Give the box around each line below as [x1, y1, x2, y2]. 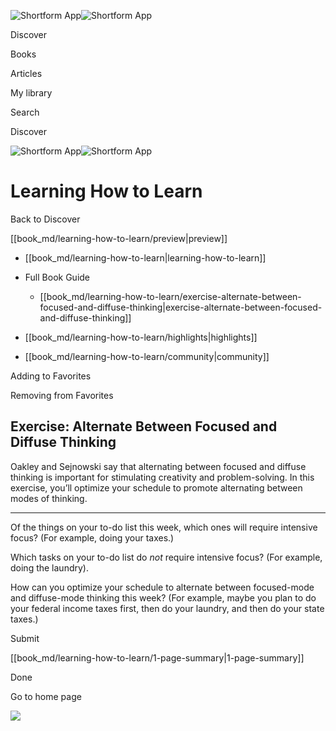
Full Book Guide [24, 271, 91, 283]
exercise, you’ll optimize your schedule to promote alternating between [10, 481, 303, 494]
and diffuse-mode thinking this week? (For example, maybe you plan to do [10, 591, 317, 604]
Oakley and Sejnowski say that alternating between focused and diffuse [10, 460, 307, 472]
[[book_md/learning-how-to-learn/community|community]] [24, 350, 270, 362]
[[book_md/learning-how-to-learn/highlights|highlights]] [24, 331, 258, 343]
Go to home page [10, 690, 82, 702]
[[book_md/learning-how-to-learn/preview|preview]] [10, 232, 228, 244]
